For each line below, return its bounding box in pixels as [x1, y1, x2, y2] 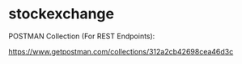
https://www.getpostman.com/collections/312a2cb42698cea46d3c [8, 46, 234, 56]
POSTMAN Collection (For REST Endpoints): [8, 31, 155, 41]
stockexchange [8, 5, 115, 23]
